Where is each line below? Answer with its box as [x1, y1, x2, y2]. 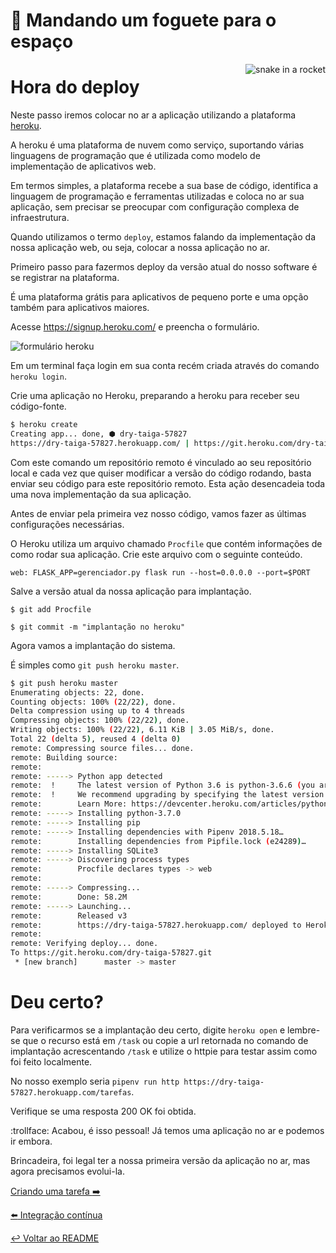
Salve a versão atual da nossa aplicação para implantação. [10, 585, 252, 597]
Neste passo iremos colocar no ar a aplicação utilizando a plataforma [10, 109, 297, 121]
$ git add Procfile [10, 604, 92, 614]
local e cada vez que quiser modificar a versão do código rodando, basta [10, 467, 312, 479]
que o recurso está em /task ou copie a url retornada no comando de [22, 1034, 309, 1046]
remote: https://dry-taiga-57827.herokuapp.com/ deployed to [10, 920, 302, 930]
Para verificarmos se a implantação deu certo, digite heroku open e [10, 1024, 286, 1036]
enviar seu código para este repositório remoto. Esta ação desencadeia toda [10, 477, 326, 489]
